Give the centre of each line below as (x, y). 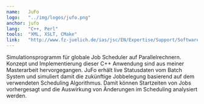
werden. (17, 96)
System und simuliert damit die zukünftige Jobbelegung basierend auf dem (100, 76)
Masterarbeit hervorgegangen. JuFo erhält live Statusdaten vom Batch (94, 70)
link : (13, 40)
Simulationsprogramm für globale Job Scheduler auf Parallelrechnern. (94, 57)
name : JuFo (23, 12)
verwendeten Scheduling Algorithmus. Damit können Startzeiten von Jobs (99, 83)
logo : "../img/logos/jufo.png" (49, 18)
